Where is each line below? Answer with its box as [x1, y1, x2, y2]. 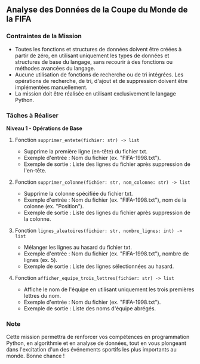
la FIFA [6, 14, 32, 24]
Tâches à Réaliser [6, 111, 59, 119]
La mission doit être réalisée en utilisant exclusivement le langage [14, 90, 176, 97]
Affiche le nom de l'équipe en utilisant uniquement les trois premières [23, 286, 195, 293]
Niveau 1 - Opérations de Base [6, 125, 82, 132]
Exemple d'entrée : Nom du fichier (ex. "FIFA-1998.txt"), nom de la [23, 196, 187, 203]
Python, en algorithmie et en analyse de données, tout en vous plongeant [6, 340, 187, 347]
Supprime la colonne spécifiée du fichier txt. [23, 190, 133, 197]
